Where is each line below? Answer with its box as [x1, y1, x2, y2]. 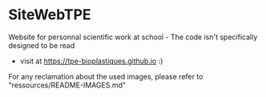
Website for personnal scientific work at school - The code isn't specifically [8, 32, 258, 42]
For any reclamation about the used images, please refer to [8, 71, 204, 81]
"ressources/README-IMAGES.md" [8, 80, 127, 90]
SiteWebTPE [8, 6, 91, 24]
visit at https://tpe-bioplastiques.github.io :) [19, 56, 163, 66]
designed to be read [8, 40, 75, 50]
